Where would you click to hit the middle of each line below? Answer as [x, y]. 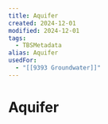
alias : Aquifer [33, 53]
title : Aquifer [33, 16]
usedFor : [23, 61]
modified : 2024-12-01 [44, 30]
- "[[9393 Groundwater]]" [58, 68]
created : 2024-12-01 [42, 23]
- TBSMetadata [39, 46]
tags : [17, 38]
